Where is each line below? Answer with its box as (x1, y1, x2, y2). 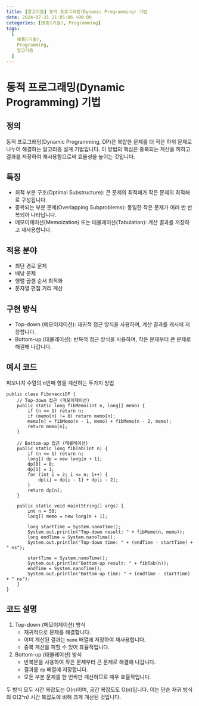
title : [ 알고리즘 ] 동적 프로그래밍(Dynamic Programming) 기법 (6, 8, 148, 15)
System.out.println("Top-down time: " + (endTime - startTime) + (27, 539, 194, 546)
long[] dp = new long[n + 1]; (27, 456, 102, 462)
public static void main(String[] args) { (17, 503, 124, 509)
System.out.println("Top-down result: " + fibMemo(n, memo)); (27, 529, 185, 535)
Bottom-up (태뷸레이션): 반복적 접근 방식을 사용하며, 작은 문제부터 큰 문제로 (14, 336, 191, 343)
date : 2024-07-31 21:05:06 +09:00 (6, 14, 92, 20)
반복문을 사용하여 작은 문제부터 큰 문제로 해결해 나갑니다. (23, 658, 156, 665)
